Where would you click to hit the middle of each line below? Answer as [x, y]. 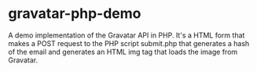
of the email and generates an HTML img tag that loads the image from [123, 51]
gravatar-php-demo [75, 14]
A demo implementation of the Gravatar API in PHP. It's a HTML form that [127, 35]
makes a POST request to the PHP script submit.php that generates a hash [129, 43]
